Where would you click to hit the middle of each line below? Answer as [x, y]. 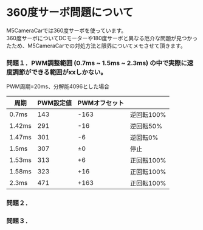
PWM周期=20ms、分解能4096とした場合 [58, 86]
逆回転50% [146, 127]
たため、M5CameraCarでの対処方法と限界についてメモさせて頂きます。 [96, 46]
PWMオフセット [101, 103]
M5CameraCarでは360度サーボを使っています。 [67, 30]
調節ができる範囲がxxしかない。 [60, 72]
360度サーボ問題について [70, 12]
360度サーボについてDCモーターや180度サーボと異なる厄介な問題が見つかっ [102, 38]
